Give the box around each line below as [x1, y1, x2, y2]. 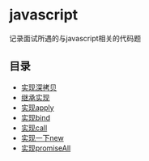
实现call [20, 123, 48, 133]
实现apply [20, 103, 55, 112]
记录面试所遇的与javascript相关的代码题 [9, 33, 142, 43]
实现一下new [20, 133, 64, 142]
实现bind [20, 112, 51, 122]
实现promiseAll [20, 143, 71, 153]
